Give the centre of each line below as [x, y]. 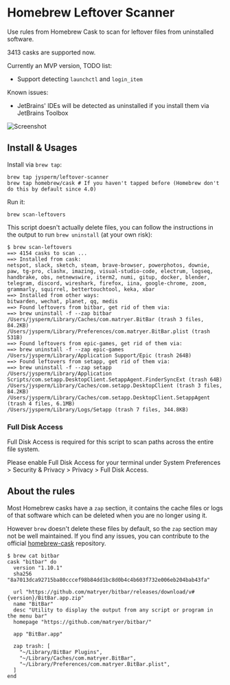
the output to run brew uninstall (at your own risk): [80, 235]
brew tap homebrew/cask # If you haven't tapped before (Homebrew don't [113, 183]
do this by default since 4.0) [52, 189]
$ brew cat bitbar [33, 556]
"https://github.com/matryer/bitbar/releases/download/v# [110, 592]
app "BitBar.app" [38, 634]
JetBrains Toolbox [43, 113]
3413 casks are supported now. [51, 52]
